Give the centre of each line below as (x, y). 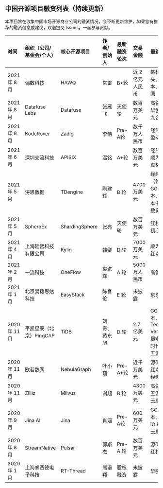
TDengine (72, 192)
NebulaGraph (76, 369)
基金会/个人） (41, 55)
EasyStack (73, 295)
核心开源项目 (75, 52)
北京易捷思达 (40, 291)
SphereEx (36, 227)
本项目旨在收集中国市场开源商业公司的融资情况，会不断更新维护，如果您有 (79, 21)
